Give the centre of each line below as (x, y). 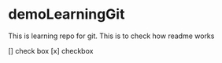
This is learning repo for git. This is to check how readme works (111, 36)
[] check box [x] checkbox (51, 51)
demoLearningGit (67, 14)
